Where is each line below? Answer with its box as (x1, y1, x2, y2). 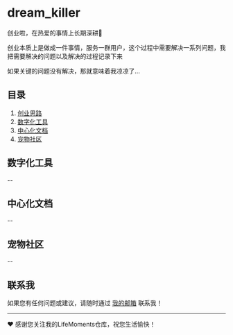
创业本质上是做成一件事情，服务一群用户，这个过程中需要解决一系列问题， (7, 43, 220, 51)
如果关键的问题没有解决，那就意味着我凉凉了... (7, 67, 141, 75)
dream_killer (7, 5, 81, 21)
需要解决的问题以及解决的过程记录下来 (12, 52, 123, 60)
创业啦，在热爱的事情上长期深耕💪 (7, 28, 103, 37)
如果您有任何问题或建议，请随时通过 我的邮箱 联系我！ (7, 299, 163, 307)
